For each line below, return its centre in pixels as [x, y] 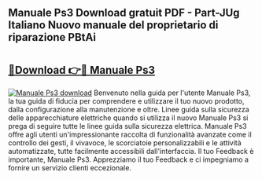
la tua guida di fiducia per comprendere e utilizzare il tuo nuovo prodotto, [127, 101]
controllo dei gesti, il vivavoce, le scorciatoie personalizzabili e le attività [125, 143]
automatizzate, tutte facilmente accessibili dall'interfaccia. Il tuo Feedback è [131, 151]
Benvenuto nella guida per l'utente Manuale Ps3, [172, 93]
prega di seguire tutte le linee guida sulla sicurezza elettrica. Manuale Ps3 [128, 126]
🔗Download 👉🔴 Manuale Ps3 [82, 70]
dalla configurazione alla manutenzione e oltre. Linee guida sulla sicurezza [129, 110]
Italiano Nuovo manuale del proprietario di [113, 26]
